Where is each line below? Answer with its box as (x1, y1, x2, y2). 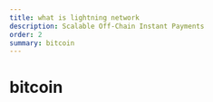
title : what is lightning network (9, 13, 140, 23)
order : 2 (9, 30, 43, 39)
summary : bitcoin (9, 38, 75, 48)
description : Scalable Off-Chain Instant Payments (9, 22, 205, 31)
